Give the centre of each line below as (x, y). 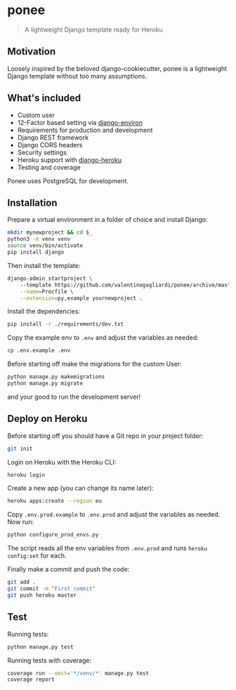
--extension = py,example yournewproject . (81, 298)
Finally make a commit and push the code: (68, 569)
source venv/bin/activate (45, 246)
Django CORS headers (50, 145)
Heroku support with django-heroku (69, 159)
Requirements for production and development (85, 130)
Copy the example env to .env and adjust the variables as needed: (103, 338)
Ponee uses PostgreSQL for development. (68, 180)
